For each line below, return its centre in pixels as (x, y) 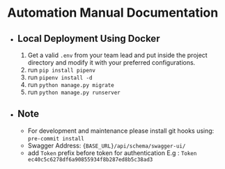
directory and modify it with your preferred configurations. (111, 63)
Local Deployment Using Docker (88, 39)
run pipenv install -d (60, 77)
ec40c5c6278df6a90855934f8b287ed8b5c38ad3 (90, 159)
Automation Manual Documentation (113, 13)
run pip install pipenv (62, 70)
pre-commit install (56, 138)
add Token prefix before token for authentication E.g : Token (112, 153)
